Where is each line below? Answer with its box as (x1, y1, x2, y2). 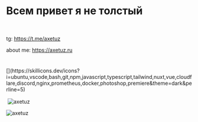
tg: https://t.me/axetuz (6, 35, 61, 42)
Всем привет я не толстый (6, 4, 143, 18)
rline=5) (6, 86, 25, 93)
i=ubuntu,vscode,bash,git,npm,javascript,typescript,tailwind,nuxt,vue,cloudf (6, 74, 192, 81)
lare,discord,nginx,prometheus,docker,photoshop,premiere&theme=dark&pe (6, 80, 192, 87)
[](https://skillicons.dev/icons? (6, 67, 80, 74)
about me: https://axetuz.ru (6, 46, 73, 54)
